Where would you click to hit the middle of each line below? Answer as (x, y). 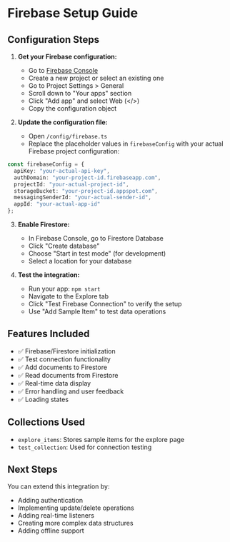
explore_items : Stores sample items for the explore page (101, 439)
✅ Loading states (43, 399)
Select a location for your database (80, 261)
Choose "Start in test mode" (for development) (97, 254)
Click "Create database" (64, 246)
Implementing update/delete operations (76, 508)
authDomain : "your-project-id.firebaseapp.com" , (87, 177)
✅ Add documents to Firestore (62, 367)
